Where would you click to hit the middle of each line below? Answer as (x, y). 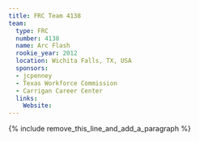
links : (27, 98)
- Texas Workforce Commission (66, 83)
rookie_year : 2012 (47, 53)
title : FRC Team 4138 (45, 16)
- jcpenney (34, 76)
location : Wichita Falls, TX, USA (74, 61)
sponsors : (32, 68)
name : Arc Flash (43, 46)
